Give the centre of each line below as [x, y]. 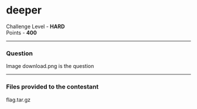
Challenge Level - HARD [35, 26]
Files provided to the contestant [52, 87]
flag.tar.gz [18, 100]
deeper [24, 10]
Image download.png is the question [50, 66]
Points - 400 [21, 32]
